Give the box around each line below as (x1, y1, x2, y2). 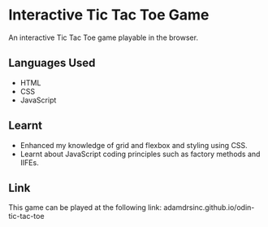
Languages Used (8, 56, 96, 70)
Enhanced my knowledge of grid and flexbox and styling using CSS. (19, 140, 248, 150)
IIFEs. (19, 157, 39, 168)
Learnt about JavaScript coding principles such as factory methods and (19, 149, 261, 159)
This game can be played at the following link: (8, 203, 162, 212)
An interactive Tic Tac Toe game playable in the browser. (8, 33, 199, 42)
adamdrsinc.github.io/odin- (163, 203, 255, 212)
